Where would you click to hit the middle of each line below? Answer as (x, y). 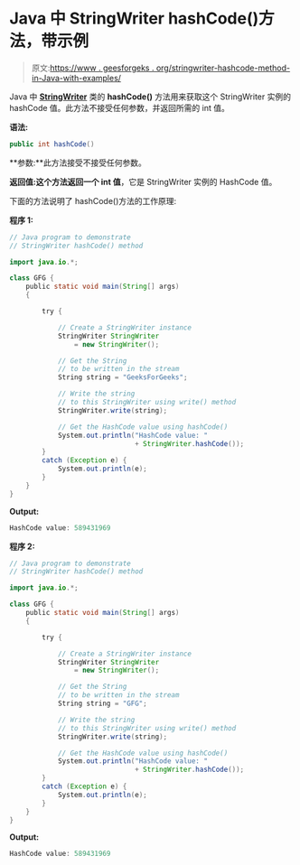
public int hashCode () (52, 144)
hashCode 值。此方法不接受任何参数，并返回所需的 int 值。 (120, 107)
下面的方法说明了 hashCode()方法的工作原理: (93, 200)
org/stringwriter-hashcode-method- (223, 68)
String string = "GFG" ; (102, 704)
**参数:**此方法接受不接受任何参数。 (78, 163)
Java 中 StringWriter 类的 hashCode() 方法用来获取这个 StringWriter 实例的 (150, 97)
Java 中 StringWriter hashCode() (134, 19)
